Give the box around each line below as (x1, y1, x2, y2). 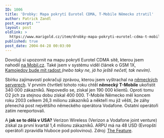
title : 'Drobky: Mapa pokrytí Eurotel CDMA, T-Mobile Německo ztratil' (5, 12, 154, 17)
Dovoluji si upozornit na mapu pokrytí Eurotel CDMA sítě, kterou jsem (5, 57, 144, 62)
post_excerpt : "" (5, 20, 41, 26)
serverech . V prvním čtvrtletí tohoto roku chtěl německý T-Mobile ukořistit (5, 81, 156, 88)
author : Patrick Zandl (5, 16, 51, 21)
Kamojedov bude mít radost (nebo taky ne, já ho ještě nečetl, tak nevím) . (5, 67, 151, 73)
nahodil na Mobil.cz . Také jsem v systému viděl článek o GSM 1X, (5, 62, 136, 68)
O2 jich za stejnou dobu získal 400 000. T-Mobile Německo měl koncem (5, 92, 150, 98)
